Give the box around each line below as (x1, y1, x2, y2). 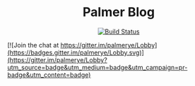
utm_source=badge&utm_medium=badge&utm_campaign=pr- (7, 63, 188, 71)
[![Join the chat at (7, 41, 59, 49)
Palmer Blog (82, 4, 155, 20)
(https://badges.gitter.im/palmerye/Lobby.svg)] (7, 48, 145, 57)
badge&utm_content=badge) (7, 71, 91, 79)
